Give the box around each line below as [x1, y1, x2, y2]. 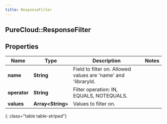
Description [92, 57, 121, 64]
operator [7, 89, 29, 96]
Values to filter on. [73, 100, 116, 107]
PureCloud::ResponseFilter [5, 26, 91, 34]
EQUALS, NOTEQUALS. [73, 92, 128, 99]
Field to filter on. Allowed [73, 65, 131, 72]
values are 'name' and [73, 71, 125, 78]
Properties [5, 43, 39, 51]
